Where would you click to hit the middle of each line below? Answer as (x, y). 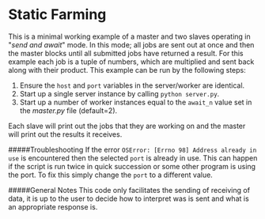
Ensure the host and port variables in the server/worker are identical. (132, 85)
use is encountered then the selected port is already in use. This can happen (133, 158)
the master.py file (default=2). (68, 110)
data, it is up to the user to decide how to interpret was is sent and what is (129, 198)
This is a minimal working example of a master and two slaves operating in (129, 36)
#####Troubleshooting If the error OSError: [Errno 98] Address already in (132, 149)
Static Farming (57, 15)
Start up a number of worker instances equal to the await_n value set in (136, 102)
